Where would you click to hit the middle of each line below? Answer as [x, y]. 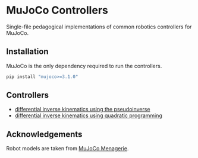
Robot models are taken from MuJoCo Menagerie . [67, 149]
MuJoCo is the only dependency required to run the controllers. [84, 66]
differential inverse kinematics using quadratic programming [88, 115]
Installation [27, 52]
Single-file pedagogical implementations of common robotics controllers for [99, 27]
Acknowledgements [44, 134]
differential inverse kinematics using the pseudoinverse [82, 109]
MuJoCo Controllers [57, 10]
